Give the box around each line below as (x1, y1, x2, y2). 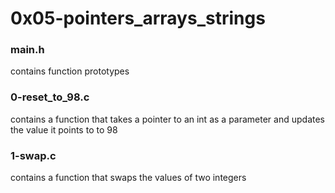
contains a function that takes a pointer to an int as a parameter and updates (10, 113, 325, 125)
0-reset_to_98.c (10, 90, 90, 104)
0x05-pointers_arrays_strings (10, 7, 266, 30)
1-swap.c (10, 148, 57, 162)
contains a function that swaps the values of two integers (10, 172, 247, 184)
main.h (10, 43, 45, 57)
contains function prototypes (10, 65, 130, 77)
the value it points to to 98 (10, 123, 118, 136)
